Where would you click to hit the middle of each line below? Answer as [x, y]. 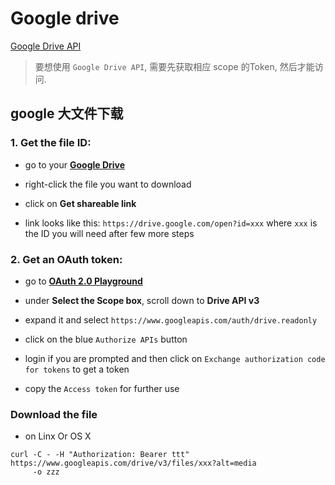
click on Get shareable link [80, 203]
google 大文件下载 [67, 113]
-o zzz [46, 472]
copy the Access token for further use [102, 388]
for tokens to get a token [77, 369]
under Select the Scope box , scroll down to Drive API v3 [142, 300]
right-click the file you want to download [108, 184]
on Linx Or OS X [58, 436]
